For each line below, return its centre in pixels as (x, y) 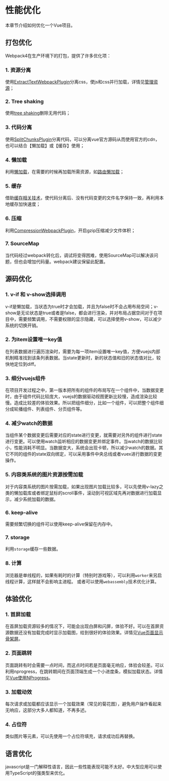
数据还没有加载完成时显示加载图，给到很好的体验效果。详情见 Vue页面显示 (86, 633)
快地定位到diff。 (22, 364)
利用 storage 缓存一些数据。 (33, 549)
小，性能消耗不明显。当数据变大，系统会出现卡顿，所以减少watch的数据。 (82, 448)
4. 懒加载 (16, 160)
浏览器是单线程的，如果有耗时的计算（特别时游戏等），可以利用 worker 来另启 (83, 575)
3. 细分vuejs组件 (25, 378)
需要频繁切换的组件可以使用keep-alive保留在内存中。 (60, 524)
